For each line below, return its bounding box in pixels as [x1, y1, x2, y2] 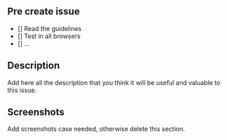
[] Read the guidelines [17, 24, 82, 32]
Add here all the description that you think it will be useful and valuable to [7, 78, 221, 87]
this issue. [7, 86, 37, 94]
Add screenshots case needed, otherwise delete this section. [7, 125, 185, 133]
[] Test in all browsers [17, 32, 81, 40]
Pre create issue [7, 6, 80, 18]
